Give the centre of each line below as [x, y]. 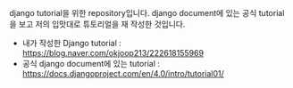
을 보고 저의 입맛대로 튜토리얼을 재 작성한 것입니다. [97, 24]
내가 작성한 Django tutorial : [72, 43]
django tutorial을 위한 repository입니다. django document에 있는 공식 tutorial [147, 13]
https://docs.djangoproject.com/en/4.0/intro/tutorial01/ [123, 73]
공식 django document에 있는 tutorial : [91, 64]
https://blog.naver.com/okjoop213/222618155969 [113, 53]
